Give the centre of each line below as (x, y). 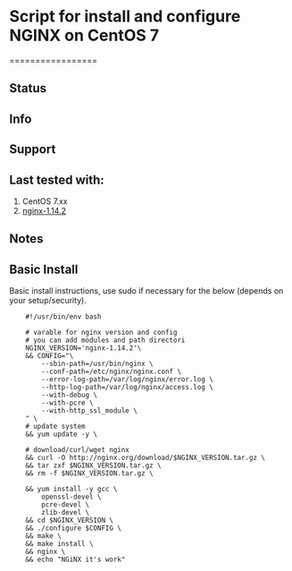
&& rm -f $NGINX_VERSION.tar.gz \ (89, 473)
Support (33, 149)
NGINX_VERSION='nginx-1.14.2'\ (83, 348)
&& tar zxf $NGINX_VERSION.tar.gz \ (94, 466)
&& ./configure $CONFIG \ (74, 528)
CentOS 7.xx (45, 201)
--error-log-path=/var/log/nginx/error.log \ (128, 379)
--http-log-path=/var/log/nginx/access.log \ (128, 388)
